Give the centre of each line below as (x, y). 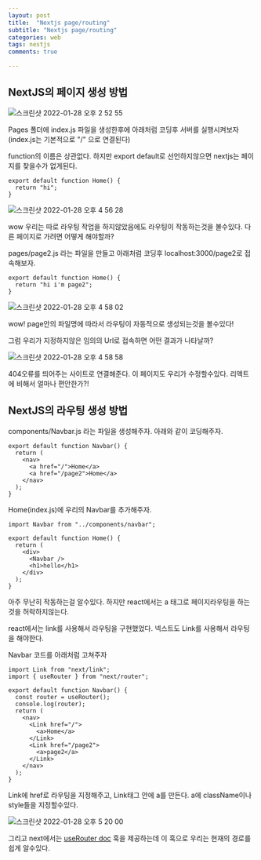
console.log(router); (51, 704)
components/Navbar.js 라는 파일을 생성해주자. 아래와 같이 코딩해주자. (116, 431)
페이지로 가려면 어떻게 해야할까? (65, 236)
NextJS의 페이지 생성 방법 (68, 92)
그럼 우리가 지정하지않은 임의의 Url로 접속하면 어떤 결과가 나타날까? (111, 340)
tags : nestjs (29, 45)
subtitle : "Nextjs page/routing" (63, 30)
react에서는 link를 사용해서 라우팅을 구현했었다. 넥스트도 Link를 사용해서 (119, 628)
